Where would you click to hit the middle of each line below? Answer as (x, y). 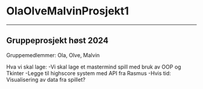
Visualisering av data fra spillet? (46, 79)
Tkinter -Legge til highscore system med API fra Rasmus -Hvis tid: (89, 73)
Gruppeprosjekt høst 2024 (57, 41)
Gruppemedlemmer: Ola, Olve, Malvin (53, 55)
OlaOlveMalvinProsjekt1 (68, 11)
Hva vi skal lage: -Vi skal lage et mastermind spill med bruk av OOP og (94, 67)
